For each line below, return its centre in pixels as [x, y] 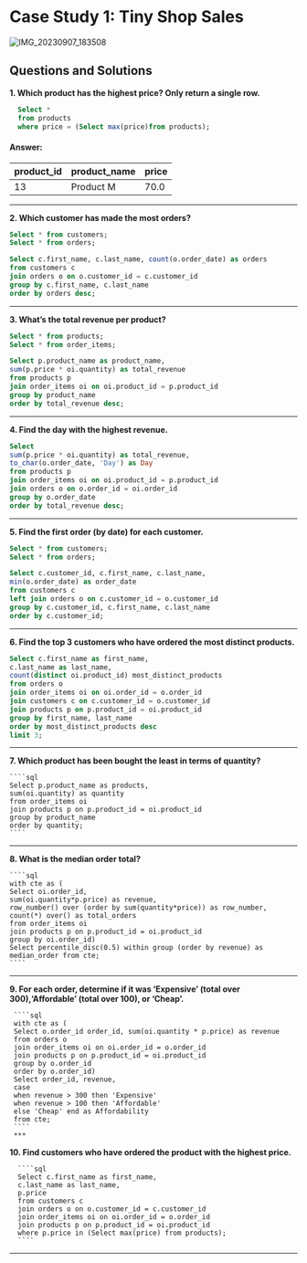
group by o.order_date [53, 497]
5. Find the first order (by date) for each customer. [106, 532]
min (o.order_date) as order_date [73, 582]
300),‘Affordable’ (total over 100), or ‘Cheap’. [97, 999]
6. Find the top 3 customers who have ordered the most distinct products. [152, 642]
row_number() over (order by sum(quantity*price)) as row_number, [138, 908]
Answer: [26, 147]
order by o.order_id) [54, 1072]
